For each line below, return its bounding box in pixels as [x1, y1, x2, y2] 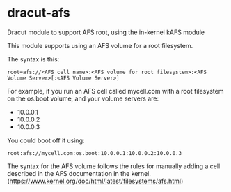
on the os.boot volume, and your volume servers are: [7, 94, 159, 103]
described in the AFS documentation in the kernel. [7, 169, 152, 177]
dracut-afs [7, 5, 71, 21]
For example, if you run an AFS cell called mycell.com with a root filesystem [7, 87, 224, 95]
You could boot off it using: [7, 136, 85, 145]
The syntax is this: [7, 54, 60, 64]
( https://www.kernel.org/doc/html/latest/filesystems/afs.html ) [7, 177, 184, 185]
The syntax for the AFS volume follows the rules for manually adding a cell [7, 162, 221, 170]
